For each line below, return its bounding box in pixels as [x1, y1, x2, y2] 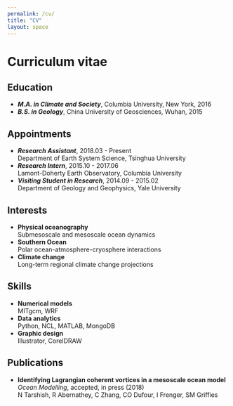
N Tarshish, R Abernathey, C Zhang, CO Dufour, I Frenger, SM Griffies [17, 391, 218, 399]
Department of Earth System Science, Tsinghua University [17, 154, 186, 162]
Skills [7, 280, 32, 292]
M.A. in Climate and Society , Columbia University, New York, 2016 [17, 100, 212, 109]
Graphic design [17, 329, 64, 337]
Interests [7, 204, 48, 216]
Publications [7, 357, 64, 369]
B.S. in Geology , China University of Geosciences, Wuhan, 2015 [17, 107, 203, 116]
